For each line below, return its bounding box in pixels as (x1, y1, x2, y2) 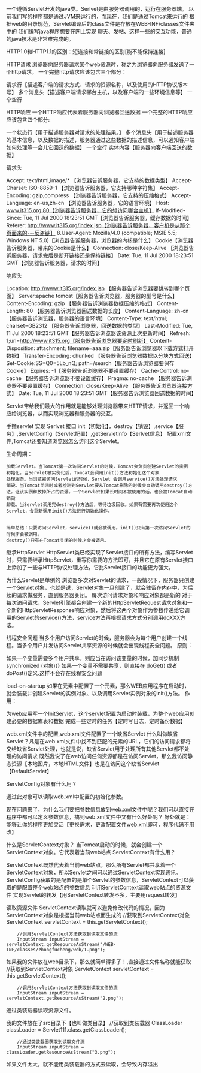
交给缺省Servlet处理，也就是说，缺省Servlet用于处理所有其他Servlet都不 (6, 745, 185, 752)
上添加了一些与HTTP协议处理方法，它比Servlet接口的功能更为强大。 (6, 564, 175, 571)
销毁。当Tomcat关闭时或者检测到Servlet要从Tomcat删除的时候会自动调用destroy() (6, 483, 188, 489)
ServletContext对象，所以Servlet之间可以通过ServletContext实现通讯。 (6, 869, 181, 876)
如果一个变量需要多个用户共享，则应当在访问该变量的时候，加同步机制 (6, 655, 179, 661)
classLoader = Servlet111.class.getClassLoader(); (6, 1026, 127, 1033)
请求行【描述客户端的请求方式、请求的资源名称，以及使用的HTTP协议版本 (6, 81, 188, 88)
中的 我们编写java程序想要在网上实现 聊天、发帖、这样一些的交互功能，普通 (6, 28, 193, 35)
